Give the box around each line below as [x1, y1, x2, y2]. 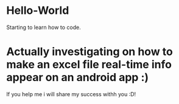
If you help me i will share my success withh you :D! [6, 90, 136, 97]
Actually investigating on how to [6, 45, 174, 59]
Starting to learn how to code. [6, 24, 81, 31]
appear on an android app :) [6, 71, 149, 85]
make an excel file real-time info [6, 58, 172, 71]
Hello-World [6, 4, 69, 18]
